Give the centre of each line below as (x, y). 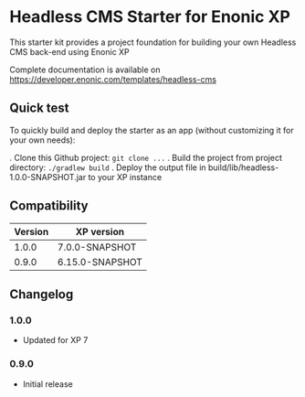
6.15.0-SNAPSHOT (100, 262)
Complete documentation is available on (85, 70)
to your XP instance (125, 177)
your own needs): (42, 140)
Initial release (47, 384)
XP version (100, 231)
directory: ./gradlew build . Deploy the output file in (108, 167)
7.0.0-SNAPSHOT (97, 247)
